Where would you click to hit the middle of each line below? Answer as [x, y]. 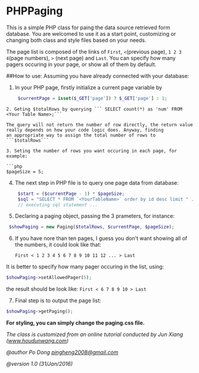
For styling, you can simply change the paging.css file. [75, 323]
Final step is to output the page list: [58, 301]
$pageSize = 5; [25, 172]
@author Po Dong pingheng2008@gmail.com [62, 352]
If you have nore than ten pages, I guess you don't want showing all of [101, 238]
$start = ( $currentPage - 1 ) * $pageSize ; [71, 194]
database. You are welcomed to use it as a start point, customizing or [91, 33]
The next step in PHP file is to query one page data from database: [97, 182]
